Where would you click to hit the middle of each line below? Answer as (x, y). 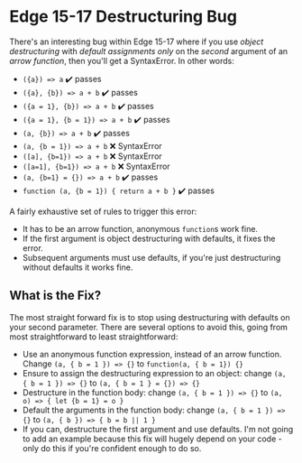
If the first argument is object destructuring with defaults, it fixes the (149, 238)
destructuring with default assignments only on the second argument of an (149, 51)
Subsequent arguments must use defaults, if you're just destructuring (151, 257)
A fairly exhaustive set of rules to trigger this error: (103, 211)
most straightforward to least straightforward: (94, 337)
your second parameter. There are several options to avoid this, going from (149, 327)
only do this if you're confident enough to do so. (112, 448)
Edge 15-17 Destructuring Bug (123, 17)
